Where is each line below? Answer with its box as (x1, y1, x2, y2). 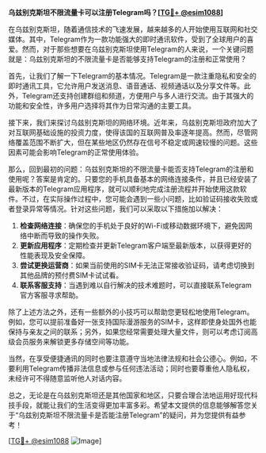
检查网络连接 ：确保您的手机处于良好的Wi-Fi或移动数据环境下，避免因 (19, 221, 246, 230)
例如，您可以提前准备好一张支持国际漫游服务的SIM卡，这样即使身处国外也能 (8, 317, 257, 326)
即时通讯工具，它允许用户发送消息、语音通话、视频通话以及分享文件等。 (8, 81, 244, 90)
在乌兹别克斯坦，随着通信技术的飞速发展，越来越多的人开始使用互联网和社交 (8, 25, 258, 34)
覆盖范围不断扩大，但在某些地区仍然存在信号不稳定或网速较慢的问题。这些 (14, 138, 258, 147)
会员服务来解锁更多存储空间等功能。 (14, 337, 133, 346)
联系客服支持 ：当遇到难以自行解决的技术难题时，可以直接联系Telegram (19, 281, 252, 290)
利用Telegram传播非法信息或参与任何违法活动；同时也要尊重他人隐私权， (14, 364, 254, 373)
